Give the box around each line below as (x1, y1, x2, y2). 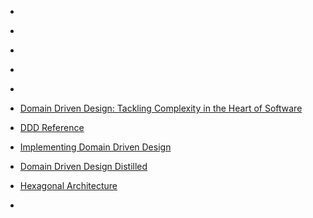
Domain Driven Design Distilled (19, 161, 148, 172)
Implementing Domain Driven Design (19, 141, 172, 153)
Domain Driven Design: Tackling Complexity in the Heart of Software (19, 102, 303, 114)
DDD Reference (19, 122, 85, 133)
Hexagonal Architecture (19, 180, 118, 191)
